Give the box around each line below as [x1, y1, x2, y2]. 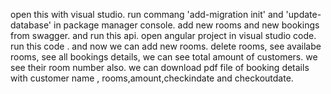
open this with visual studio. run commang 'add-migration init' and [10, 9, 284, 20]
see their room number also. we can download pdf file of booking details [10, 62, 310, 73]
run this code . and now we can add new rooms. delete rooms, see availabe [10, 40, 322, 52]
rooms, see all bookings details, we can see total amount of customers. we [10, 51, 318, 63]
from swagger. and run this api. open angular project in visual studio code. [10, 30, 317, 41]
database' [10, 19, 52, 31]
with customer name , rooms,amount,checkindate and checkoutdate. [10, 72, 294, 84]
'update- [285, 9, 322, 20]
